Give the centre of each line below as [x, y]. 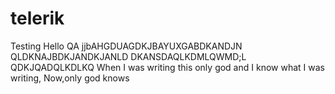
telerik [37, 18]
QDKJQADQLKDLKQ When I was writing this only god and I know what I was [167, 67]
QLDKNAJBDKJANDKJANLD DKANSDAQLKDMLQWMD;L [128, 56]
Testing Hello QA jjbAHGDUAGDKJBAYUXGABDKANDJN [126, 46]
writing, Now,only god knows [70, 78]
